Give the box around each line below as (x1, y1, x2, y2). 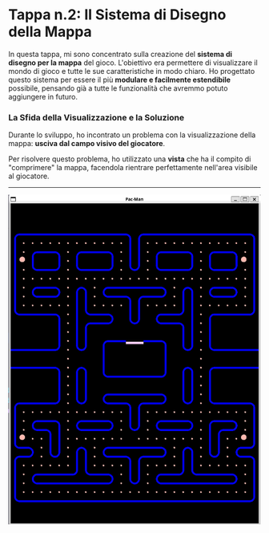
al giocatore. (8, 171, 50, 181)
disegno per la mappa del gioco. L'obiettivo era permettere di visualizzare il (8, 58, 258, 67)
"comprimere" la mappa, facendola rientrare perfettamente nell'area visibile (8, 163, 258, 173)
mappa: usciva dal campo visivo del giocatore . (8, 139, 166, 149)
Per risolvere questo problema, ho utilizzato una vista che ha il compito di (8, 154, 251, 164)
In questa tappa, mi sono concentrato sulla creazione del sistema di (8, 49, 233, 59)
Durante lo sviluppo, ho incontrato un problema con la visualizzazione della (8, 130, 256, 140)
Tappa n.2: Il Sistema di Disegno (8, 6, 227, 24)
